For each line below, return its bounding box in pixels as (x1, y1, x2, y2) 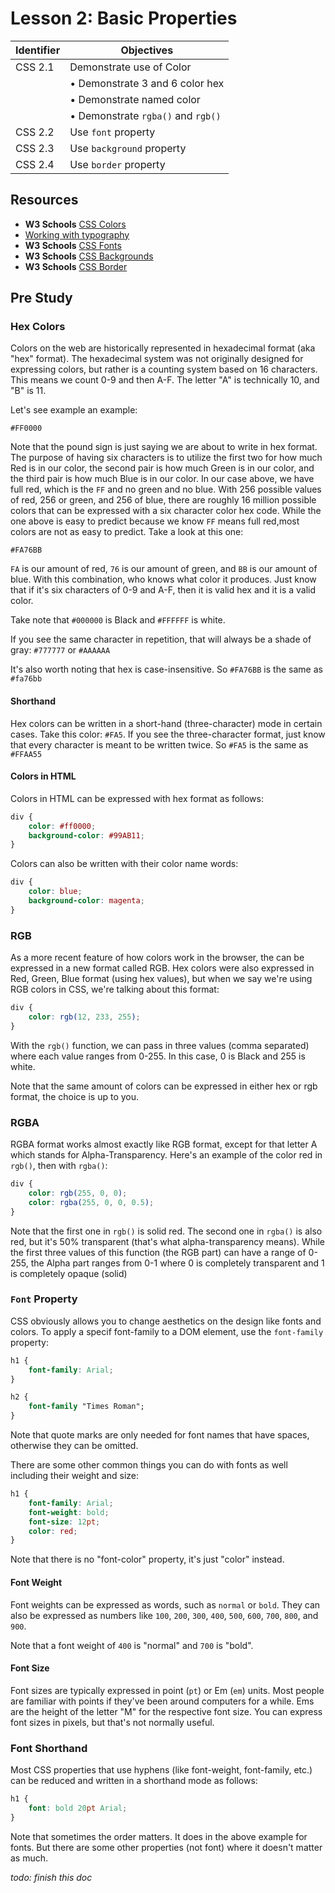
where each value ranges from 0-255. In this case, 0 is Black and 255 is (10, 1050, 306, 1062)
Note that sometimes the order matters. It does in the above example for (10, 1830, 308, 1842)
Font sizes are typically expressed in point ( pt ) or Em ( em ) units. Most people (10, 1684, 325, 1696)
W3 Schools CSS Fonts (24, 239, 122, 251)
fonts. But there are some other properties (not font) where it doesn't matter (10, 1841, 323, 1853)
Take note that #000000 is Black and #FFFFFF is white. (10, 614, 226, 626)
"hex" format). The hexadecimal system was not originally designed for (10, 353, 304, 365)
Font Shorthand (10, 1741, 88, 1755)
